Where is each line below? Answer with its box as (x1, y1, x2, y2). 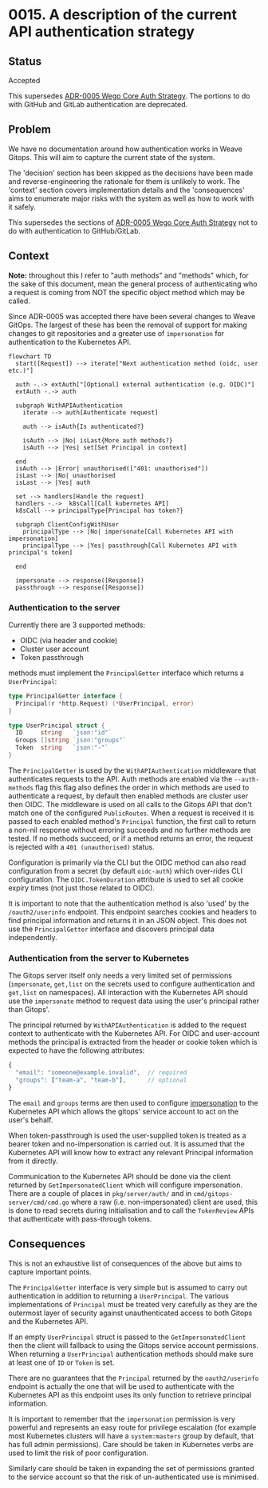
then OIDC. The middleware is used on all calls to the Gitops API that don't (8, 799, 253, 809)
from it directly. (8, 1156, 58, 1166)
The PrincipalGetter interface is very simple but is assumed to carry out (8, 1282, 248, 1292)
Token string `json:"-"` (15, 744, 109, 752)
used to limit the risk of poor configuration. (8, 1448, 149, 1458)
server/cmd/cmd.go (8, 1198, 69, 1206)
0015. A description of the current (8, 6, 238, 24)
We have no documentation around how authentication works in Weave (8, 144, 243, 154)
